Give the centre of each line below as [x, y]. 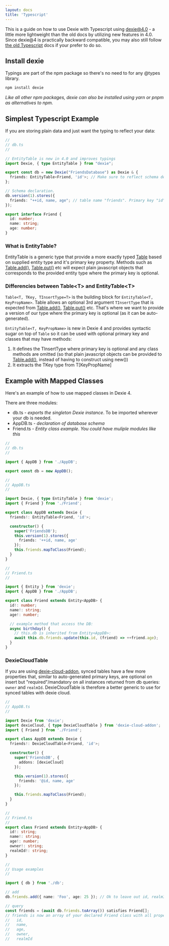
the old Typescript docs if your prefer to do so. [54, 45]
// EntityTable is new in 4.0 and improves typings [60, 159]
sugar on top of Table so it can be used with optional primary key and [77, 334]
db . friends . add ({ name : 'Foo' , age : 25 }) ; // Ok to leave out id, [77, 897]
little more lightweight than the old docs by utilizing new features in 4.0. [79, 34]
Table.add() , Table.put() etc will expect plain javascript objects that [74, 268]
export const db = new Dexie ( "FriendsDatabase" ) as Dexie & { [72, 172]
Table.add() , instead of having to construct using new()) [70, 360]
